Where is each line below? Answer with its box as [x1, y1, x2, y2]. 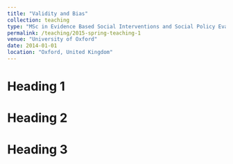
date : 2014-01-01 [7, 42, 58, 49]
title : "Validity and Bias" [7, 10, 89, 17]
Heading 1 [7, 79, 66, 94]
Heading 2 [7, 110, 68, 126]
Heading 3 [7, 142, 68, 158]
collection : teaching [7, 17, 70, 24]
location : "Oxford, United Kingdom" [7, 49, 113, 56]
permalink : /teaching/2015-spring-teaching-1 [7, 29, 141, 37]
